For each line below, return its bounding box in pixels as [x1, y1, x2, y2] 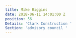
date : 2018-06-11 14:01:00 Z [5, 12, 66, 17]
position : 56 [5, 16, 32, 21]
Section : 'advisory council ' [5, 26, 68, 31]
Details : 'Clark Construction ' [5, 21, 72, 26]
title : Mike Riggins [5, 7, 48, 12]
